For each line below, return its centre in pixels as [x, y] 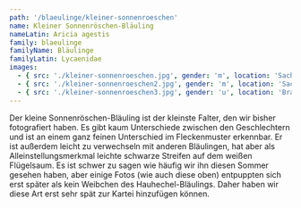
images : [24, 68]
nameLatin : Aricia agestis [60, 34]
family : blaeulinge [46, 42]
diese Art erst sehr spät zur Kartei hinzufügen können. [110, 194]
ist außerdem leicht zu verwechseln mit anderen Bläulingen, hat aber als [142, 146]
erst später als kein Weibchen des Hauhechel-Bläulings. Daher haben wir [144, 184]
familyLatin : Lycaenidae [56, 59]
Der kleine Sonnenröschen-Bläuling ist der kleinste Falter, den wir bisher [142, 118]
